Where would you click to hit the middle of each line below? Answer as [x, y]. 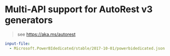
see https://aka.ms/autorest [46, 34]
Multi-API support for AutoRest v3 [79, 9]
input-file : [17, 44]
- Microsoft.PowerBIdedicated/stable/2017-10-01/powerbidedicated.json [87, 48]
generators [29, 20]
